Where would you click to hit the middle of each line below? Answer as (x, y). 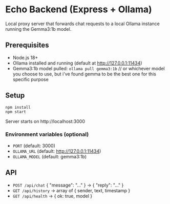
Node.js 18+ (25, 57)
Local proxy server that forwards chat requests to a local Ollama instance (82, 24)
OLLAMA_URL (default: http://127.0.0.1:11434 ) (57, 151)
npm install (18, 107)
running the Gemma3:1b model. (38, 29)
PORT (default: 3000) (34, 146)
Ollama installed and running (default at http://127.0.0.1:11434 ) (77, 63)
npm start (16, 112)
